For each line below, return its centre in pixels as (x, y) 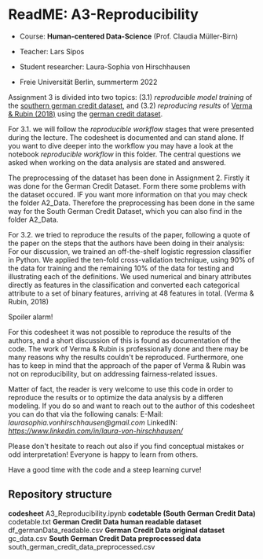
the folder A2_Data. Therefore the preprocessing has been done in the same (131, 203)
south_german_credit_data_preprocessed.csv (82, 546)
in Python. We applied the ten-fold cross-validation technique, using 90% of (131, 259)
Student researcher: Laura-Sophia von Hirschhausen (105, 66)
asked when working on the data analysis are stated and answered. (117, 162)
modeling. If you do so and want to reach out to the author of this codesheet (131, 406)
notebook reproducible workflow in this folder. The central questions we (125, 154)
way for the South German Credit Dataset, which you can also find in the (125, 211)
